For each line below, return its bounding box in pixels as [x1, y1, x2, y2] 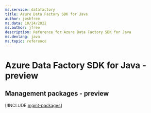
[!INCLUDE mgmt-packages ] [5, 102, 62, 108]
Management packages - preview [5, 90, 109, 98]
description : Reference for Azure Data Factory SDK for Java [5, 30, 132, 35]
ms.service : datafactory [5, 7, 55, 12]
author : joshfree [5, 16, 40, 21]
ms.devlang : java [5, 35, 40, 39]
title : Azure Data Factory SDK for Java [5, 12, 88, 17]
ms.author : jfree [5, 25, 40, 30]
